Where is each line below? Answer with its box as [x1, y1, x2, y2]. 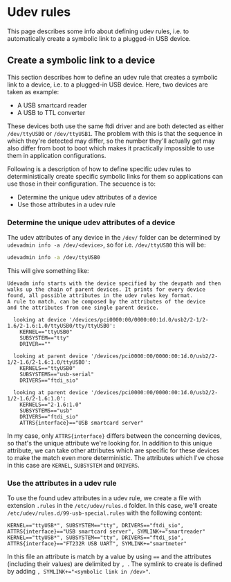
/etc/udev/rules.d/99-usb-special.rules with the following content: [7, 509, 203, 517]
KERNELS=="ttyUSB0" [19, 364, 76, 371]
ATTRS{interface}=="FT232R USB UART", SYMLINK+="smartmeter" [7, 540, 187, 547]
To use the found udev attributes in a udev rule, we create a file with [7, 494, 201, 502]
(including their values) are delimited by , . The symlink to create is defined [7, 560, 223, 568]
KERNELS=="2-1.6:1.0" [19, 401, 82, 408]
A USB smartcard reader [17, 101, 88, 109]
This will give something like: [7, 266, 89, 274]
